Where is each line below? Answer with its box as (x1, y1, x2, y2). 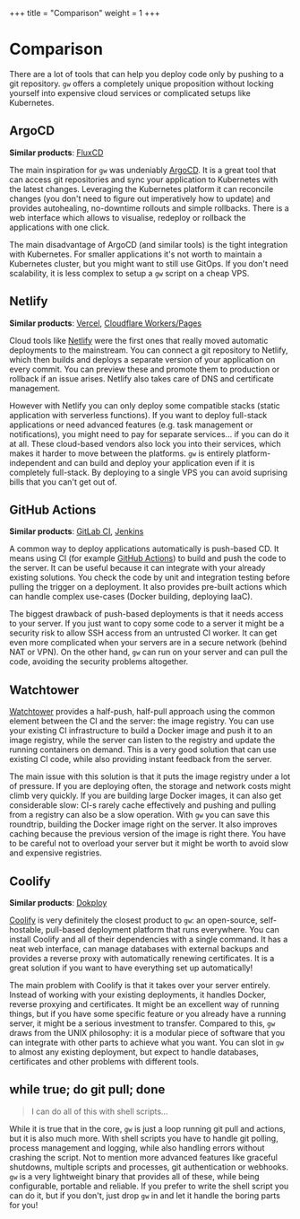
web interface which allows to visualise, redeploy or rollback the (9, 212, 246, 223)
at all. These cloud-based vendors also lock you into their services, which (9, 438, 282, 449)
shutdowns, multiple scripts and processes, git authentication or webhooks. (9, 1162, 289, 1172)
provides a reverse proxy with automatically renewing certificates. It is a (9, 953, 275, 963)
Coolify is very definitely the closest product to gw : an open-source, (9, 915, 258, 925)
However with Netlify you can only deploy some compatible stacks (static (9, 399, 280, 411)
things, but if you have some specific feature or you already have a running (9, 1009, 287, 1019)
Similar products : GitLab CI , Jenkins (9, 526, 144, 537)
